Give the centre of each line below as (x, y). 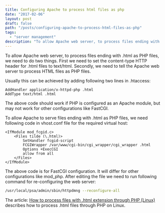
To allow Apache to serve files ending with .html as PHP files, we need (76, 118)
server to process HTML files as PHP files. (48, 71)
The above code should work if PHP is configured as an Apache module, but (83, 103)
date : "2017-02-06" (25, 14)
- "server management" (33, 37)
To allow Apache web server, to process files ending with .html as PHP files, (82, 55)
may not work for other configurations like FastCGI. (57, 108)
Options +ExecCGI (40, 149)
